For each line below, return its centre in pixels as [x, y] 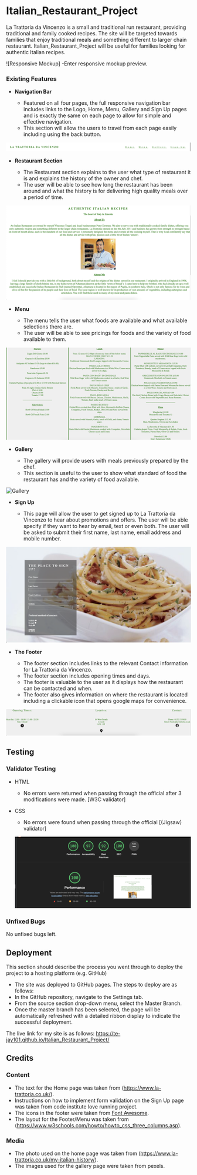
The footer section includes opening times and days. [87, 676]
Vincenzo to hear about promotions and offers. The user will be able [106, 520]
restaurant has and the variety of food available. [81, 479]
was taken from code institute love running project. [76, 1106]
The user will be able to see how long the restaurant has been [98, 185]
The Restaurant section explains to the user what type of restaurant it [107, 172]
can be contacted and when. [58, 688]
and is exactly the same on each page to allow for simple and [97, 115]
